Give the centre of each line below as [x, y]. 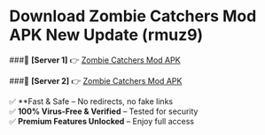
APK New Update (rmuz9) [106, 35]
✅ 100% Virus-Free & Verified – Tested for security [104, 111]
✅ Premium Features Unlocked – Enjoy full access [102, 121]
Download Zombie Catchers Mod [133, 16]
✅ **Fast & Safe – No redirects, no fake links [91, 101]
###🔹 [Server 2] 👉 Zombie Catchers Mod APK [96, 80]
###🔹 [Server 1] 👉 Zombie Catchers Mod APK [95, 60]
